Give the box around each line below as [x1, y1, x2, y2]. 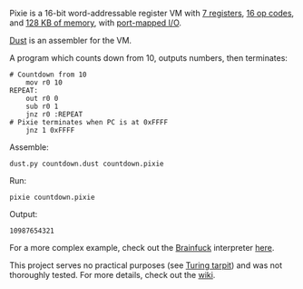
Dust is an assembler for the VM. [9, 35, 132, 45]
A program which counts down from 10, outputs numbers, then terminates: [9, 53, 288, 63]
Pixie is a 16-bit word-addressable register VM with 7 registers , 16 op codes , [9, 8, 295, 18]
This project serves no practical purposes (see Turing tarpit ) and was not [9, 260, 283, 271]
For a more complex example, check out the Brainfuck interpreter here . [9, 243, 275, 253]
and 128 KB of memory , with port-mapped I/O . [9, 17, 182, 28]
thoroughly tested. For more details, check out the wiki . [9, 270, 216, 280]
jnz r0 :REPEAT [25, 110, 83, 119]
